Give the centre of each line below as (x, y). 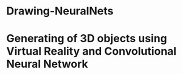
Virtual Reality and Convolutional (91, 51)
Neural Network (47, 64)
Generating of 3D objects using (87, 39)
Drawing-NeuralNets (60, 11)
